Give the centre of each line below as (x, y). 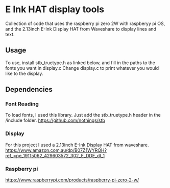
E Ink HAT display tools (55, 9)
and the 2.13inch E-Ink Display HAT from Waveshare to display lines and (81, 29)
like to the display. (24, 73)
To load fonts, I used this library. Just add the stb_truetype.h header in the (83, 115)
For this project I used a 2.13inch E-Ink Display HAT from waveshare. (77, 145)
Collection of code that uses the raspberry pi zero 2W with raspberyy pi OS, (85, 23)
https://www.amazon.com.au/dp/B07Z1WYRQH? (56, 150)
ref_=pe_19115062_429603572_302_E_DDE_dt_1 (55, 155)
